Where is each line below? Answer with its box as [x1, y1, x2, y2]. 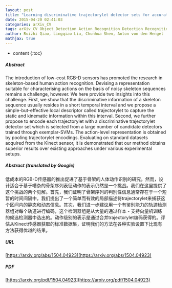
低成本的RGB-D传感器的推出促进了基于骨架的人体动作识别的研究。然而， [5, 176, 159, 182]
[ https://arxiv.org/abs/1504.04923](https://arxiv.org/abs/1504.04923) [5, 252, 152, 258]
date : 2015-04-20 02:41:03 [5, 17, 63, 22]
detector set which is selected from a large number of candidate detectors [5, 123, 162, 129]
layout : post [5, 7, 33, 13]
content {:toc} [12, 50, 42, 56]
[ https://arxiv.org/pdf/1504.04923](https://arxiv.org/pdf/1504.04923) [5, 277, 150, 283]
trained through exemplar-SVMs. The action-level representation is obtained [5, 129, 166, 135]
